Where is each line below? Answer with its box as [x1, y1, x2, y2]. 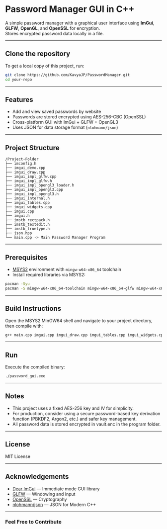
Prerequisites [5, 253, 48, 262]
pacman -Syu [5, 281, 30, 286]
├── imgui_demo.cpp [5, 166, 46, 171]
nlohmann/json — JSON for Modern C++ [12, 501, 96, 508]
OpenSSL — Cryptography [12, 496, 67, 502]
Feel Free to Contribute [5, 519, 62, 526]
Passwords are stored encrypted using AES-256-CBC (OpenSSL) [12, 114, 146, 120]
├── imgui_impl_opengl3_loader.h [5, 183, 75, 188]
